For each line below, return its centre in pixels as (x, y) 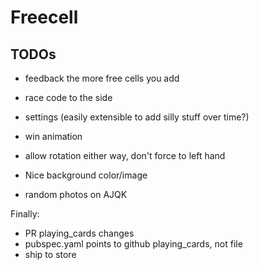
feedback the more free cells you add (102, 78)
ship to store (50, 254)
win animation (53, 136)
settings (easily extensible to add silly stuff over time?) (137, 117)
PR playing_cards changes (79, 233)
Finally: (25, 214)
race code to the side (68, 97)
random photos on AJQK (76, 194)
